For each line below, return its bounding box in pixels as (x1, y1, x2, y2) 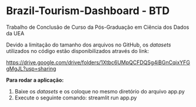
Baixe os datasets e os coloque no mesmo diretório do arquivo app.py (14, 88, 185, 95)
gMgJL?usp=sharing (6, 65, 57, 72)
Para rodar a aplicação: (6, 76, 64, 83)
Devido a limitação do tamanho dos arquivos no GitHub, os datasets (6, 41, 171, 48)
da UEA (6, 29, 25, 36)
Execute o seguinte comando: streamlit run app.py (14, 94, 137, 101)
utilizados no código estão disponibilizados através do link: (6, 47, 149, 54)
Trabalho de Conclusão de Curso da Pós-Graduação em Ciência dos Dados (6, 24, 190, 31)
